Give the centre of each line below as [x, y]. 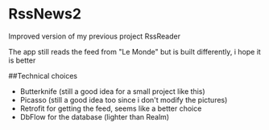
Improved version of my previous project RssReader [95, 36]
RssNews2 [45, 14]
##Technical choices [43, 75]
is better [22, 60]
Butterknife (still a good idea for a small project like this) [112, 91]
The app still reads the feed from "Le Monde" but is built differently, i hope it [135, 51]
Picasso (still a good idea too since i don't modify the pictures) [124, 100]
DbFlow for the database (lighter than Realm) [95, 116]
